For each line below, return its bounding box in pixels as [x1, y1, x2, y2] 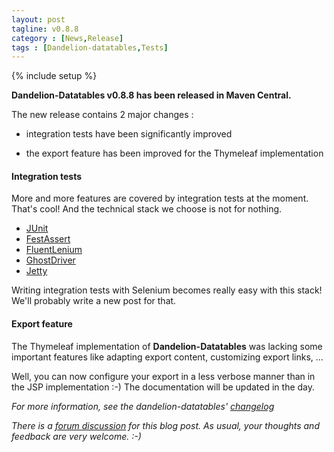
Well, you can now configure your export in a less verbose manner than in [11, 370, 316, 382]
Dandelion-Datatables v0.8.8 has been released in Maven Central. [11, 89, 292, 101]
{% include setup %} [11, 70, 98, 82]
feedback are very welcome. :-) [11, 430, 142, 442]
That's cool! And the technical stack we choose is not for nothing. [11, 203, 283, 215]
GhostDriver [25, 254, 76, 266]
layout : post [11, 14, 66, 25]
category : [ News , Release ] [11, 33, 124, 43]
